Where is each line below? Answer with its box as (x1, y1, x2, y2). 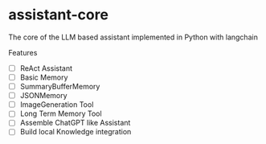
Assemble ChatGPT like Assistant (19, 118, 131, 128)
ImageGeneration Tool (19, 100, 94, 109)
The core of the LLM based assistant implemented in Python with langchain (8, 32, 259, 42)
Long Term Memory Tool (19, 109, 102, 118)
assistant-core (8, 6, 108, 24)
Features (8, 47, 38, 57)
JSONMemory (19, 91, 68, 101)
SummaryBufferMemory (19, 82, 100, 92)
